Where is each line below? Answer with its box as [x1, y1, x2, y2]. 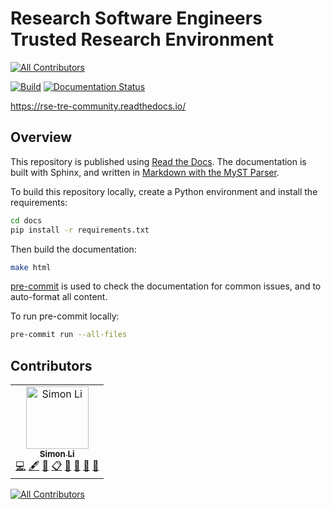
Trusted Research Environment [10, 28, 275, 51]
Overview [10, 129, 73, 146]
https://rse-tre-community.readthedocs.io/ [10, 100, 187, 112]
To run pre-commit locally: [10, 310, 120, 322]
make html [10, 262, 52, 272]
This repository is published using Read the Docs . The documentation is [10, 155, 307, 167]
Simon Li [39, 448, 75, 460]
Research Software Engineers [10, 7, 263, 30]
